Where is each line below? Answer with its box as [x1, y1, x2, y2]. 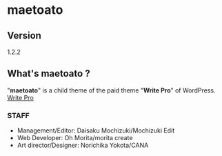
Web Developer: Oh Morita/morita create [17, 134, 133, 142]
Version [7, 30, 41, 41]
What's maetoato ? [7, 68, 91, 79]
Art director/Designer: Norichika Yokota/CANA [17, 141, 149, 150]
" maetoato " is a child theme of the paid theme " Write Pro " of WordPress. [7, 86, 216, 95]
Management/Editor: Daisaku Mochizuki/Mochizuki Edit [17, 126, 174, 135]
